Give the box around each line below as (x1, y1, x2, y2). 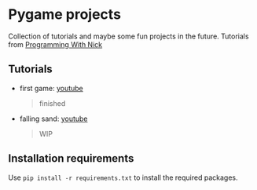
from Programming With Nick (8, 39, 103, 49)
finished (39, 98, 66, 108)
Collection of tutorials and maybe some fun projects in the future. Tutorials (8, 31, 249, 41)
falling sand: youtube (19, 114, 88, 123)
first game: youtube (19, 83, 84, 93)
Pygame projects (8, 5, 122, 24)
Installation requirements (8, 152, 134, 166)
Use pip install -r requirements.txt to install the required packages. (8, 173, 238, 182)
